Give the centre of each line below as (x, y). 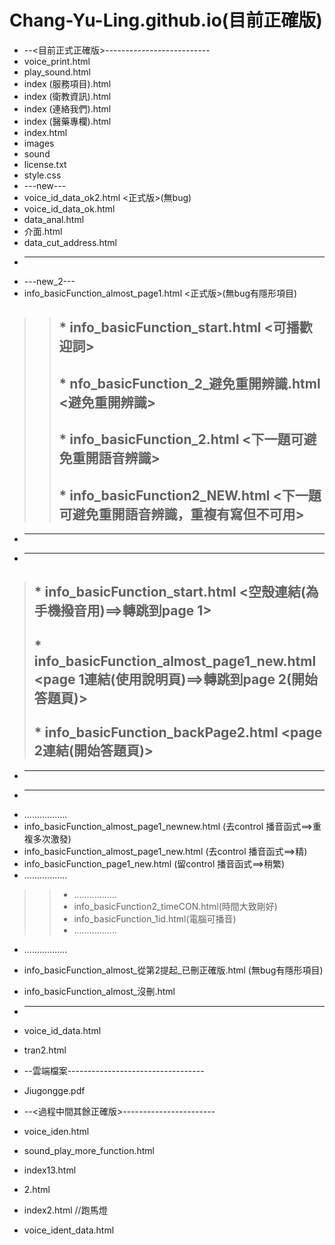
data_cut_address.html (70, 242)
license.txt (45, 164)
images (39, 143)
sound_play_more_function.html (89, 1150)
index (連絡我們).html (67, 108)
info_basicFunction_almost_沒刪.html (99, 991)
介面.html (43, 231)
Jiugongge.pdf (54, 1090)
